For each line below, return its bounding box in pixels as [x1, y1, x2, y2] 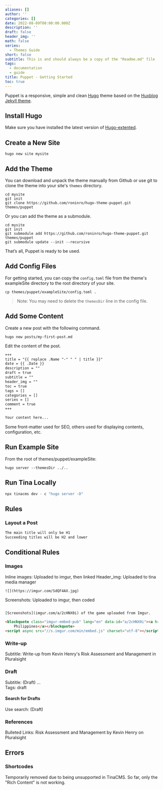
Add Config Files [5, 262, 57, 271]
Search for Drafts [5, 695, 40, 701]
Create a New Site [5, 139, 61, 147]
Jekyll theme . [5, 97, 32, 103]
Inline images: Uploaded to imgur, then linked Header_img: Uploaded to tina [5, 574, 156, 580]
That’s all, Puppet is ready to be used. [5, 248, 81, 254]
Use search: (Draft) [5, 706, 44, 712]
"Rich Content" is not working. [5, 779, 65, 785]
